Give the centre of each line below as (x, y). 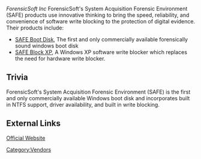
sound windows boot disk (47, 46)
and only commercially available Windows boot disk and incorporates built (98, 98)
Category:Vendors (29, 149)
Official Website (26, 138)
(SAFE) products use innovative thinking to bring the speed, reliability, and (98, 15)
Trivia (17, 77)
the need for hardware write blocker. (60, 58)
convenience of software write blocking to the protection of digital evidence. (101, 21)
